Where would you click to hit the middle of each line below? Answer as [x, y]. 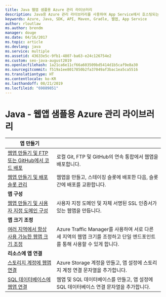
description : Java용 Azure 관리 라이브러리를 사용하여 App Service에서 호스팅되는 [82, 14]
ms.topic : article [24, 42]
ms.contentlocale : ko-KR [31, 79]
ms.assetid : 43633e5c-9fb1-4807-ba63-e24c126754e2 [58, 56]
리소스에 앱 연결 [25, 253]
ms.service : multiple [27, 51]
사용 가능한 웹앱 [25, 237]
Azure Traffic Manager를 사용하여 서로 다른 [105, 230]
